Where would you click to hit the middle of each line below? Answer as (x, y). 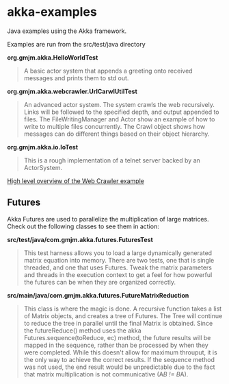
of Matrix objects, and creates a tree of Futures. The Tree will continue (123, 315)
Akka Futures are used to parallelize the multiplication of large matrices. (108, 219)
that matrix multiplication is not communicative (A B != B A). (106, 374)
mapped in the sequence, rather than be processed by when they (116, 345)
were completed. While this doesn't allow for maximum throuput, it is (120, 352)
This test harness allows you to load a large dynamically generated (118, 253)
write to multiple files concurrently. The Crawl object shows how (114, 126)
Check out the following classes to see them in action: (83, 226)
